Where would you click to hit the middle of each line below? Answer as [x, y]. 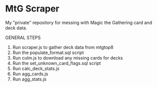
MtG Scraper [32, 9]
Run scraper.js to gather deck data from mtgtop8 [63, 47]
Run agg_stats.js [29, 79]
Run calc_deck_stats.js [36, 68]
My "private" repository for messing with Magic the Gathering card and [78, 22]
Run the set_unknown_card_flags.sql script [57, 63]
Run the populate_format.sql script [48, 52]
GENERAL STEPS [23, 37]
